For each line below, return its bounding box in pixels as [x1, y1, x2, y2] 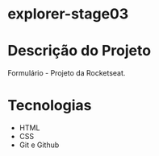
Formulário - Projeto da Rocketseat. [7, 68, 126, 78]
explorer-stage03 [7, 5, 129, 23]
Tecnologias [7, 96, 92, 115]
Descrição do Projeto [7, 42, 151, 60]
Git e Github [19, 140, 60, 150]
